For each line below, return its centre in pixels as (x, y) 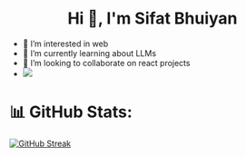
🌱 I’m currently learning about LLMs (89, 53)
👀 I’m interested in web (65, 44)
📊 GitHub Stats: (71, 112)
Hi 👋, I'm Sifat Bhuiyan (153, 19)
